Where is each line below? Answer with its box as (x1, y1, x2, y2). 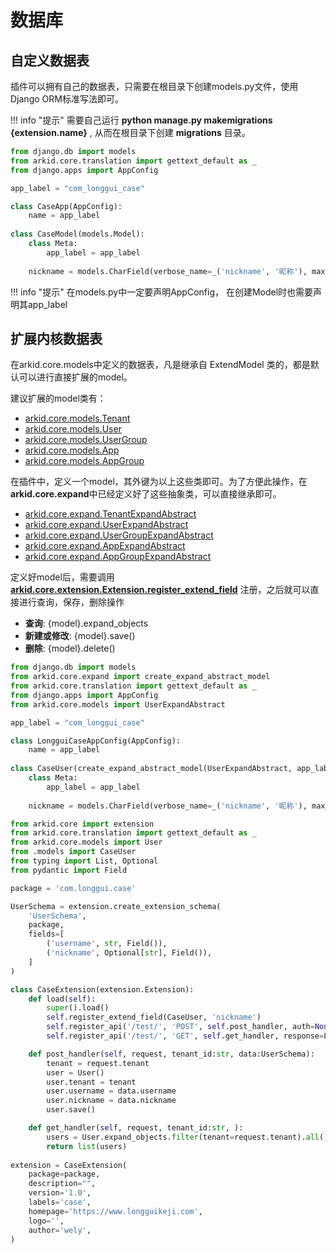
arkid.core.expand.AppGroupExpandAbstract (24, 551, 212, 563)
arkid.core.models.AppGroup (24, 455, 145, 467)
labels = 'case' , (28, 1197, 92, 1208)
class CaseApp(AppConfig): (10, 201, 123, 211)
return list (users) (46, 1141, 128, 1151)
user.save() (46, 1105, 97, 1115)
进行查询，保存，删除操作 (18, 596, 125, 608)
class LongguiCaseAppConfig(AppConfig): (10, 736, 182, 746)
